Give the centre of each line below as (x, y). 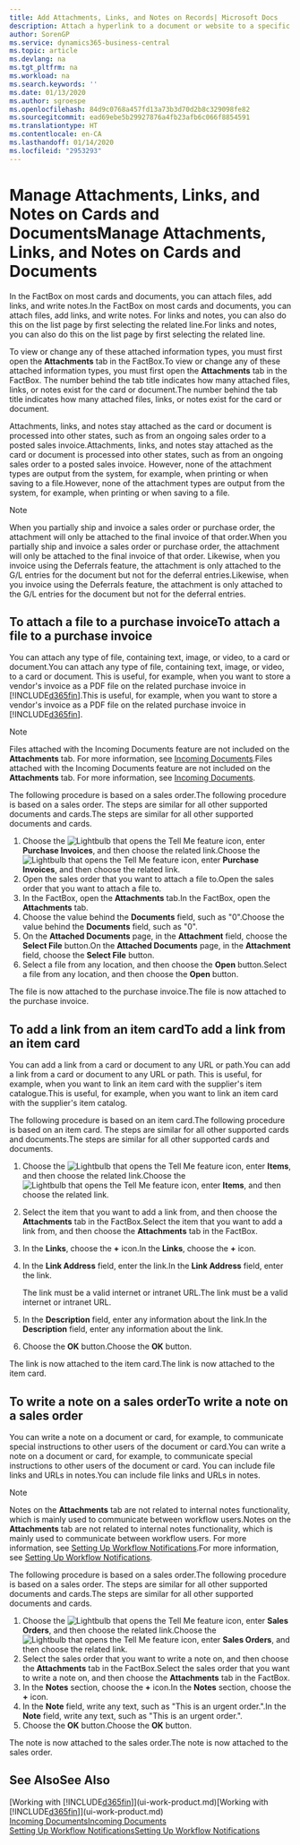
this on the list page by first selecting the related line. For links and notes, (143, 324)
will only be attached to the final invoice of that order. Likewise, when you (145, 555)
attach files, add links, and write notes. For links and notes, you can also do (148, 315)
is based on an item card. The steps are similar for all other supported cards (149, 1130)
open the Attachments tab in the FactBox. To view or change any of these (145, 361)
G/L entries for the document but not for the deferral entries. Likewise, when (149, 575)
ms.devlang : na (38, 59)
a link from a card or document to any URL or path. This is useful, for (136, 1075)
